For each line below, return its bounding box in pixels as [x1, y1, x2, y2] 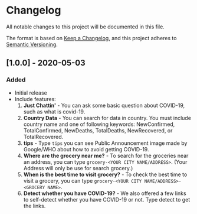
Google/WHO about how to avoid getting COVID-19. [23, 145, 149, 153]
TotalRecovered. [23, 133, 64, 140]
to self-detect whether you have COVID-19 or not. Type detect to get [23, 196, 191, 203]
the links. [23, 202, 46, 209]
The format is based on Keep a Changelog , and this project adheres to [6, 34, 177, 41]
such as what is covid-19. [23, 108, 86, 115]
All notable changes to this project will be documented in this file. [6, 23, 165, 30]
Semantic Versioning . [6, 41, 58, 48]
